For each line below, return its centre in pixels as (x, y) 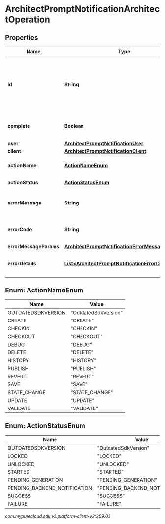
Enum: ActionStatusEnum (45, 426)
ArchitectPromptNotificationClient (105, 151)
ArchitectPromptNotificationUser (104, 143)
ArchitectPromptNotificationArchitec (82, 9)
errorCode (20, 229)
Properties (22, 38)
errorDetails (22, 264)
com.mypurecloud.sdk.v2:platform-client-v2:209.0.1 (58, 516)
